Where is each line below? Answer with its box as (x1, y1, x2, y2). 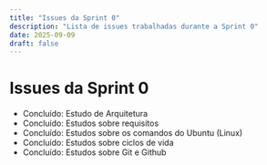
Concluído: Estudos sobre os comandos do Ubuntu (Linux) (22, 128, 243, 139)
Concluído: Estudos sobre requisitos (22, 118, 159, 129)
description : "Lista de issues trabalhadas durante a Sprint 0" (9, 22, 259, 31)
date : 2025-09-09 (9, 30, 76, 39)
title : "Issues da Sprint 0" (9, 13, 120, 23)
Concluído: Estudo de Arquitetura (22, 108, 149, 119)
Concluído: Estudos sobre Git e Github (22, 147, 167, 158)
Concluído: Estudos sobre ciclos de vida (22, 138, 174, 149)
